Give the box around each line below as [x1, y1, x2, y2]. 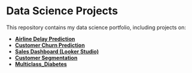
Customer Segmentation [14, 54, 78, 61]
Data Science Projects [6, 4, 118, 18]
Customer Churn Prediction [14, 42, 85, 49]
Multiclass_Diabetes [14, 61, 67, 68]
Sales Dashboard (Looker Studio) [14, 47, 99, 55]
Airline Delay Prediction [14, 35, 75, 42]
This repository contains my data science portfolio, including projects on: [6, 24, 187, 31]
